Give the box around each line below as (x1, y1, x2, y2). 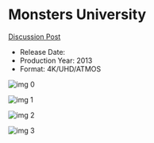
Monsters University (8, 6, 147, 24)
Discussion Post (8, 32, 61, 41)
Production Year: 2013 (19, 56, 93, 65)
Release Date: (19, 47, 66, 56)
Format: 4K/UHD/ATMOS (19, 64, 102, 73)
